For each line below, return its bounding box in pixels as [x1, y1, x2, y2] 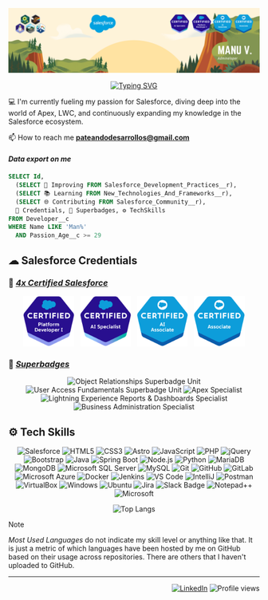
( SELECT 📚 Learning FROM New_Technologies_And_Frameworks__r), [15, 189, 233, 197]
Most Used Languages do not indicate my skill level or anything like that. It [8, 535, 253, 544]
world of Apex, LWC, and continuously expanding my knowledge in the [8, 108, 242, 117]
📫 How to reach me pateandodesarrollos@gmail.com [8, 132, 190, 142]
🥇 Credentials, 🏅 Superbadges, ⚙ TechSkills [15, 206, 166, 215]
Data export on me [8, 154, 72, 164]
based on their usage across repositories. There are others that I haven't [8, 551, 246, 562]
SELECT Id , [8, 172, 45, 181]
